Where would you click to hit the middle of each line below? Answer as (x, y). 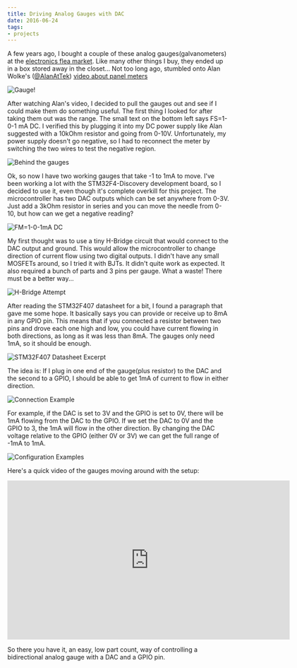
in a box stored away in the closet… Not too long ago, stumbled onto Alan (114, 69)
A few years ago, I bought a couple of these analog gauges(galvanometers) (117, 54)
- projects (23, 34)
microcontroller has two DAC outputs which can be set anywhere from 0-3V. (118, 199)
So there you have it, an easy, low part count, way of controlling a (103, 650)
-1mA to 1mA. (26, 443)
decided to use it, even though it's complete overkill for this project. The (112, 191)
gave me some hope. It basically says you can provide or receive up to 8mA (117, 314)
